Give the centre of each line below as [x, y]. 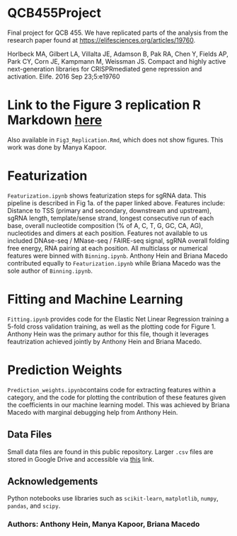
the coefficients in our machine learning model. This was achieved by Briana [118, 404]
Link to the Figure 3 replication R [104, 105]
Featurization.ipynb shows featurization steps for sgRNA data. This [107, 195]
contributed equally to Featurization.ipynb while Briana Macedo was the [114, 263]
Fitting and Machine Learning [95, 300]
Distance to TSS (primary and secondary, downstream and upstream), [110, 210]
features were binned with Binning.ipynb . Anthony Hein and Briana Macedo [118, 256]
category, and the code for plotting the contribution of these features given [117, 397]
